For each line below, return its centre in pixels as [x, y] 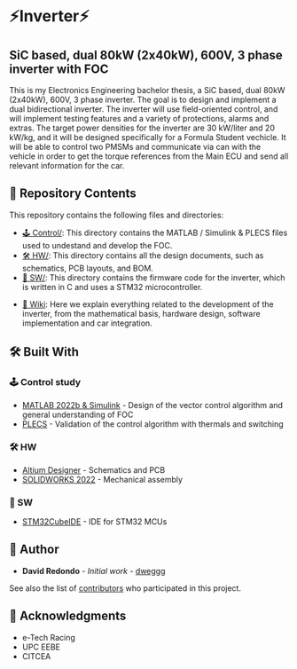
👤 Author [34, 550]
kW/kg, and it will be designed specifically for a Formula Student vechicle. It [148, 137]
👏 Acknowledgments [68, 616]
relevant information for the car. [67, 165]
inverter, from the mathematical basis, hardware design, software [141, 313]
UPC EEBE [41, 647]
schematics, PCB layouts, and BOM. [87, 268]
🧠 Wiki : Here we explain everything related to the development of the [148, 304]
